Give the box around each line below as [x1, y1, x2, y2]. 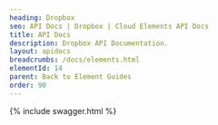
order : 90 [9, 81, 47, 90]
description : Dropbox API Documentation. [9, 38, 169, 48]
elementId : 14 [9, 64, 64, 73]
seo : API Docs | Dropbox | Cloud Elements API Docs [9, 22, 209, 31]
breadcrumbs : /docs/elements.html [9, 55, 141, 64]
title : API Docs [9, 30, 71, 39]
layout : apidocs [9, 47, 71, 56]
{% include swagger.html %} [9, 105, 117, 116]
